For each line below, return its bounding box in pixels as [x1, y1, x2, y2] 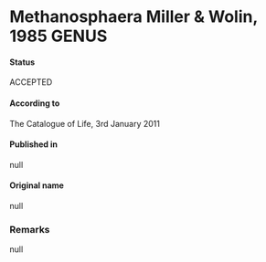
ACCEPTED [9, 77, 53, 88]
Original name [9, 180, 64, 191]
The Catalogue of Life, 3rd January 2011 [9, 118, 160, 129]
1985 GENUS [9, 26, 108, 47]
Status [9, 57, 36, 68]
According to [9, 98, 60, 109]
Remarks [9, 223, 50, 236]
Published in [9, 139, 58, 150]
